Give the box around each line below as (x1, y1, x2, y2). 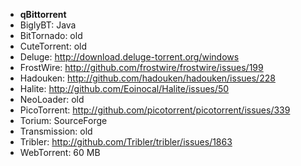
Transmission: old (19, 125, 93, 137)
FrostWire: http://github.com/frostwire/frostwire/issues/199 (19, 62, 264, 73)
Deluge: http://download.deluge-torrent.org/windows (19, 51, 240, 63)
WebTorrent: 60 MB (19, 147, 101, 158)
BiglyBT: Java (19, 19, 77, 31)
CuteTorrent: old (19, 40, 88, 52)
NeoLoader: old (19, 94, 85, 105)
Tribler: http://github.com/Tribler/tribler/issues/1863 (19, 136, 233, 148)
